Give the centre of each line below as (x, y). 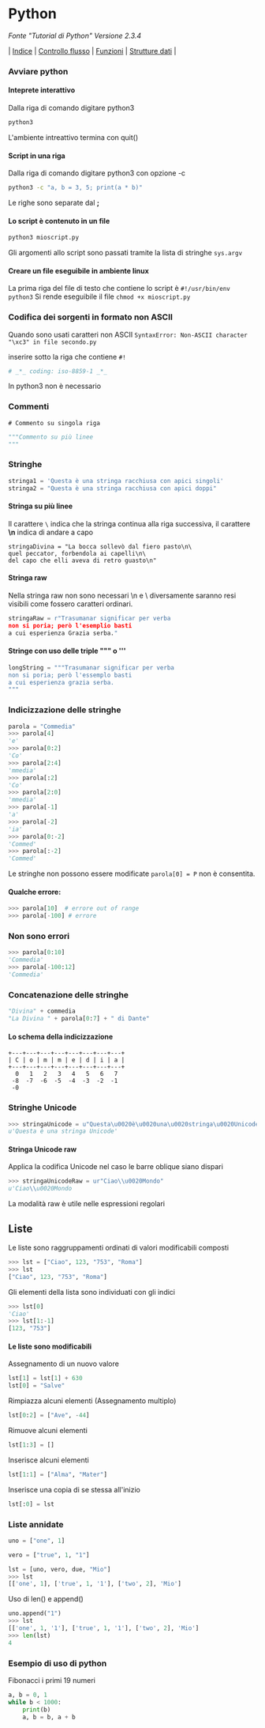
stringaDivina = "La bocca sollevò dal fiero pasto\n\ (100, 546)
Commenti (29, 406)
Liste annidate (36, 1524)
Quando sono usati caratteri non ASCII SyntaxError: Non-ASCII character (128, 334)
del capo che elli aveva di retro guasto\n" (82, 560)
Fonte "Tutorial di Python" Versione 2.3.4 (75, 36)
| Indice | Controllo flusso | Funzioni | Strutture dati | (92, 51)
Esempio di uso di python (58, 1663)
